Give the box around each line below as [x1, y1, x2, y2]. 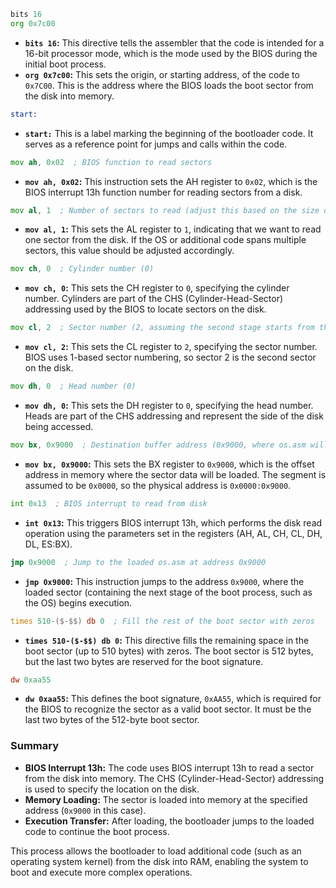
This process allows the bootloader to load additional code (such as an [10, 845, 302, 857]
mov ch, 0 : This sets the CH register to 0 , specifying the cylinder [24, 282, 290, 294]
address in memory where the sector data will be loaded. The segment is [24, 468, 327, 480]
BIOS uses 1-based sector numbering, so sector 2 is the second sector [24, 351, 317, 364]
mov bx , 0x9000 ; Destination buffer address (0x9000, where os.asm [10, 440, 307, 450]
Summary [10, 739, 60, 753]
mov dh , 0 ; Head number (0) [10, 381, 137, 392]
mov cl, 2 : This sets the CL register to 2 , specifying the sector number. [24, 341, 318, 353]
